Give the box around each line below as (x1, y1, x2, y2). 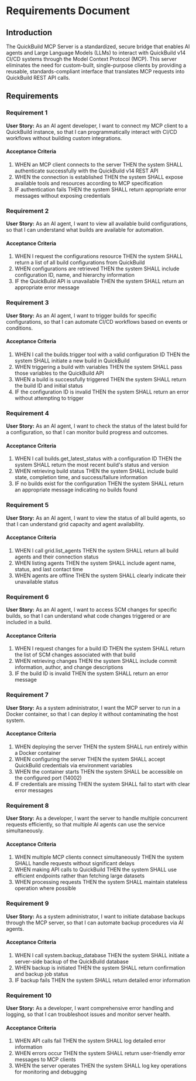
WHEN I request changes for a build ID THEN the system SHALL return (14, 645, 185, 652)
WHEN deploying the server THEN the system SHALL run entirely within (14, 743, 188, 750)
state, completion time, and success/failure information (14, 474, 148, 481)
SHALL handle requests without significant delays (14, 860, 135, 867)
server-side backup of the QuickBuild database (14, 958, 129, 965)
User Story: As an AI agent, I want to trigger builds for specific (6, 312, 157, 319)
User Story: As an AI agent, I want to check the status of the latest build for (6, 422, 188, 429)
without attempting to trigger (14, 394, 84, 401)
